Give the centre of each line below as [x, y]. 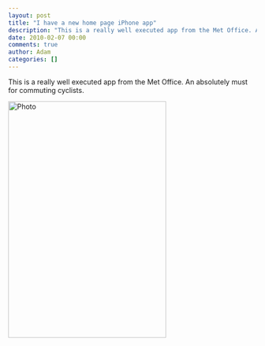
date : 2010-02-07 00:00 [47, 37]
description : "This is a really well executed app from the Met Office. [130, 30]
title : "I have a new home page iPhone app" [82, 23]
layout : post [30, 15]
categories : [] [33, 60]
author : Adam [30, 52]
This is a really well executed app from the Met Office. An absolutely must [128, 82]
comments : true [33, 45]
